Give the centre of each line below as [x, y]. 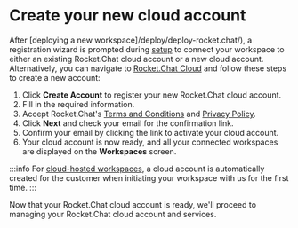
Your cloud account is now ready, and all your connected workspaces [150, 142]
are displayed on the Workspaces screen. [99, 151]
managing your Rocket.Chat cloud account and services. [113, 214]
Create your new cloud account [128, 16]
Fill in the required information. [78, 104]
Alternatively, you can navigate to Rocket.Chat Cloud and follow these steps [148, 68]
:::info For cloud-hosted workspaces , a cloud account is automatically [137, 169]
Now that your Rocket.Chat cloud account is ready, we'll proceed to [133, 204]
